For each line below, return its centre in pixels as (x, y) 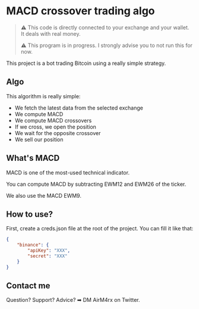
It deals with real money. (51, 33)
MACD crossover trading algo (80, 11)
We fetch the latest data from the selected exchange (79, 108)
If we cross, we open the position (56, 127)
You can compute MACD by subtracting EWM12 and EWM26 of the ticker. (96, 184)
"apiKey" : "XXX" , (49, 251)
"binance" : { (33, 245)
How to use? (30, 214)
